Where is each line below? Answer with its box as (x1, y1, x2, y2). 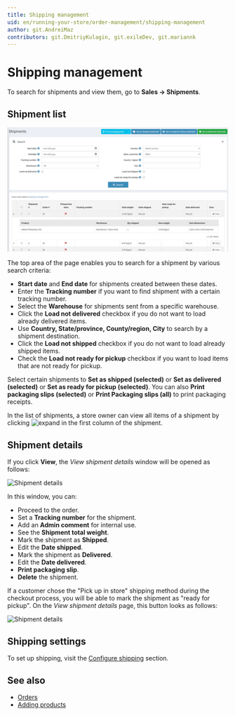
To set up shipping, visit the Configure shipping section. (7, 654, 169, 663)
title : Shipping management (7, 11, 90, 18)
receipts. (7, 398, 33, 406)
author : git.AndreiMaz (7, 26, 74, 33)
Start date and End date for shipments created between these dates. (17, 280, 217, 288)
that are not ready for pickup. (17, 362, 102, 370)
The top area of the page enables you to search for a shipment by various (7, 259, 220, 267)
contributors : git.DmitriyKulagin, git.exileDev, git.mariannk (7, 34, 196, 41)
